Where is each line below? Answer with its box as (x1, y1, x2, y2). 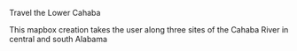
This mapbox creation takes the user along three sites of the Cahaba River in (9, 25, 289, 34)
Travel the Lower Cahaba (9, 8, 101, 18)
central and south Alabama (9, 34, 108, 44)
